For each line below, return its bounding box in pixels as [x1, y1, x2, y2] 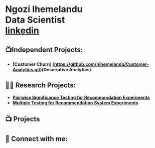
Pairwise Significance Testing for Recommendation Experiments [12, 94, 150, 100]
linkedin [5, 25, 39, 36]
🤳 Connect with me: [5, 134, 68, 143]
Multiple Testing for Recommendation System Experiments [12, 99, 139, 106]
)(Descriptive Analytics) [40, 67, 91, 72]
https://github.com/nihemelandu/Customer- [54, 61, 149, 67]
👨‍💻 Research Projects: [5, 81, 76, 90]
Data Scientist [5, 14, 65, 26]
